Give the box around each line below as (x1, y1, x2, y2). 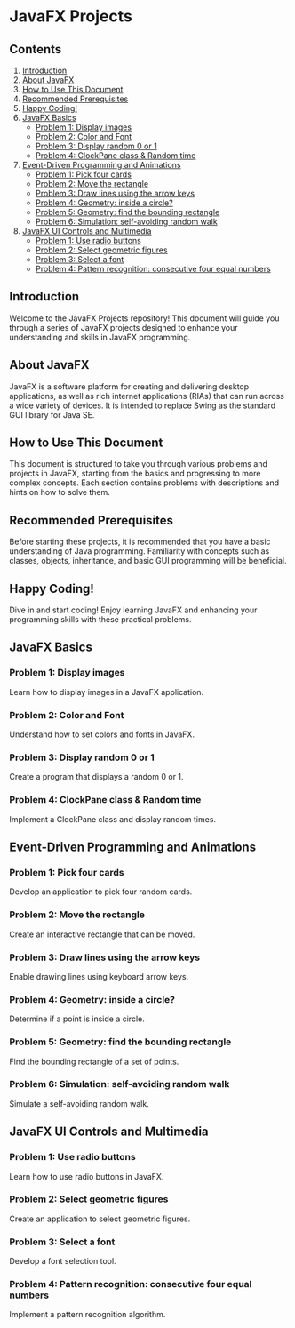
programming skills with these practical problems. (9, 614, 192, 625)
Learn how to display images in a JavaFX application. (9, 686, 204, 697)
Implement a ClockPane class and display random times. (9, 813, 216, 824)
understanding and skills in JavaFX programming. (9, 332, 191, 342)
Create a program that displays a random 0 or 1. (9, 772, 184, 782)
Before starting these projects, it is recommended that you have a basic (9, 536, 271, 548)
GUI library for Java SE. (9, 409, 95, 420)
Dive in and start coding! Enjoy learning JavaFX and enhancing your (9, 604, 258, 615)
